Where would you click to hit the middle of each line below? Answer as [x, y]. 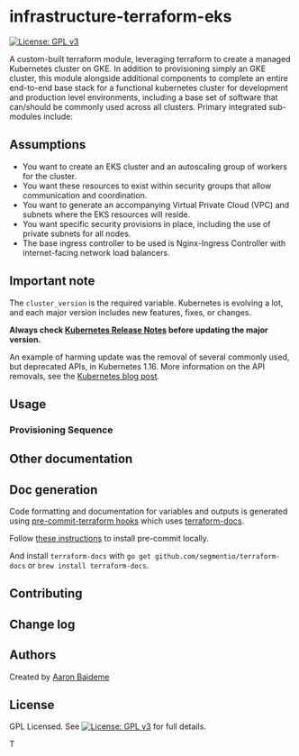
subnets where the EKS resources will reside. [106, 214]
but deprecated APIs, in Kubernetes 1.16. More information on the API [137, 366]
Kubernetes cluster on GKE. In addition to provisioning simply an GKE [138, 68]
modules [26, 116]
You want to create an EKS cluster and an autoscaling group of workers [155, 166]
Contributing [46, 593]
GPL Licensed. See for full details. [108, 726]
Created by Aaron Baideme [59, 677]
